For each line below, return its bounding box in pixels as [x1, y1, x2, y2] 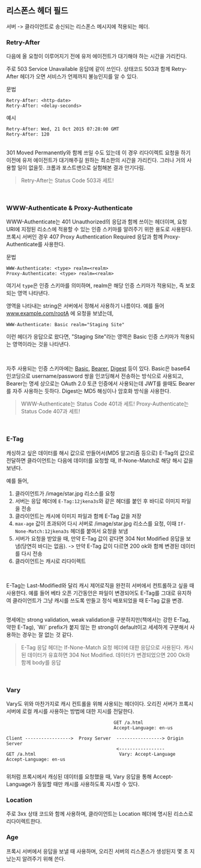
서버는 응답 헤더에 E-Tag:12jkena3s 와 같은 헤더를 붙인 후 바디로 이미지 [14, 497, 180, 505]
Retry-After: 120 [6, 132, 50, 138]
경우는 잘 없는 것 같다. [22, 631, 74, 638]
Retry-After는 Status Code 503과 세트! [20, 177, 114, 184]
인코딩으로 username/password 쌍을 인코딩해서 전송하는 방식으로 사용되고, [6, 372, 184, 380]
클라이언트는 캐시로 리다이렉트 [14, 557, 86, 565]
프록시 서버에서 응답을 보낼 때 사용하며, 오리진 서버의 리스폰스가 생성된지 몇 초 [6, 848, 189, 855]
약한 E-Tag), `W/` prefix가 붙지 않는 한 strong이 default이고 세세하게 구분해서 [6, 624, 189, 631]
